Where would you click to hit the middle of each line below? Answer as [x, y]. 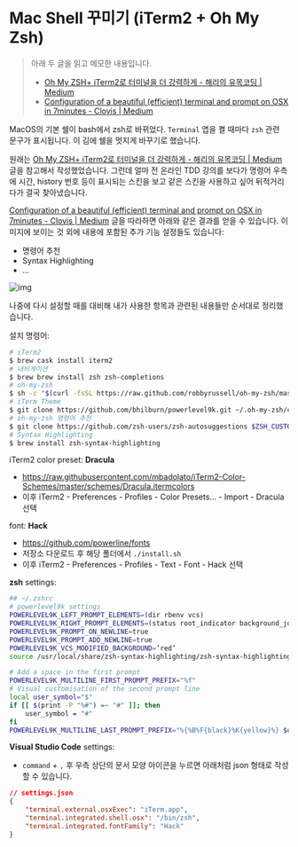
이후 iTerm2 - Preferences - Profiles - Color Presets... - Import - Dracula [153, 497]
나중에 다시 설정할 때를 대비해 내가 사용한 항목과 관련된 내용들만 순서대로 [134, 305]
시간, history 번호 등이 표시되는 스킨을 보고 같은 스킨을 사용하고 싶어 [136, 181]
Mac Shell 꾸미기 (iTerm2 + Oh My [134, 18]
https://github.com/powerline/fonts [86, 543]
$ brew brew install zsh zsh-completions [87, 377]
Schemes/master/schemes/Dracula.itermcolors [108, 486]
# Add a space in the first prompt [75, 672]
